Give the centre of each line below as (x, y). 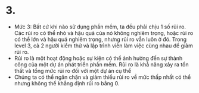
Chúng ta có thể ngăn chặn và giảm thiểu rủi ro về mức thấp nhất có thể (102, 77)
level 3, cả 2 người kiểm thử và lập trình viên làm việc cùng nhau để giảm (103, 46)
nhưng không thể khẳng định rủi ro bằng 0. (67, 83)
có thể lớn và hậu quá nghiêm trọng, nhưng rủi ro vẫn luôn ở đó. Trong (100, 39)
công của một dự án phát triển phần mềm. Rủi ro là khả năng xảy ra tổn (101, 64)
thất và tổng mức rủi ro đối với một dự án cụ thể (73, 70)
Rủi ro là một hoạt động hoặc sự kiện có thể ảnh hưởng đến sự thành (98, 58)
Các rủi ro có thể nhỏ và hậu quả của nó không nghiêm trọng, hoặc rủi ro (104, 33)
